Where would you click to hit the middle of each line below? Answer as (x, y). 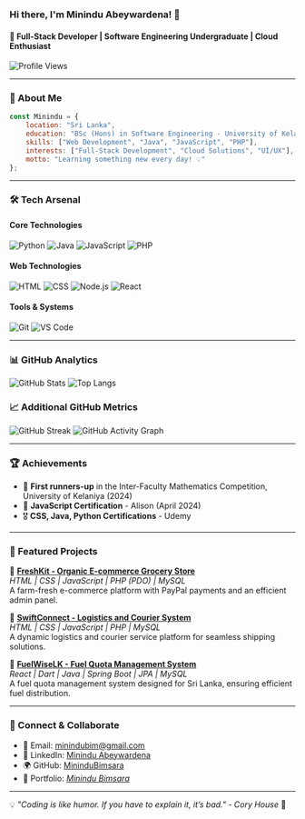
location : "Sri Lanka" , (71, 125)
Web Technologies (45, 266)
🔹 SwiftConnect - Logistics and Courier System (100, 618)
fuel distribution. (40, 694)
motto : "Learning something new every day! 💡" (116, 159)
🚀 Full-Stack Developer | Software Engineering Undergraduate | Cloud (144, 36)
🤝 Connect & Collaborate (64, 725)
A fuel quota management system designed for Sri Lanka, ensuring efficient (151, 684)
